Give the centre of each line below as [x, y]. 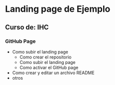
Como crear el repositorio [45, 57]
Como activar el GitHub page [49, 67]
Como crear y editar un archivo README [53, 73]
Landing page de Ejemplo [58, 9]
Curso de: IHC [27, 27]
